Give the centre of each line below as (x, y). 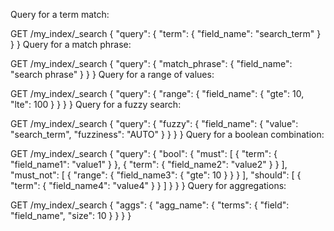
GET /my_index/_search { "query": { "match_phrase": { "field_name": (151, 63)
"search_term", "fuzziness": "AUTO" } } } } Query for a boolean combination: (167, 134)
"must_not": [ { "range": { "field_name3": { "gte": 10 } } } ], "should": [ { (156, 175)
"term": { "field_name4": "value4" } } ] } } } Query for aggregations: (148, 185)
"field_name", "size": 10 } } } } (71, 215)
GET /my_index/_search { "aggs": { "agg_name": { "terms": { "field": (150, 205)
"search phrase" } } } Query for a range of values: (112, 74)
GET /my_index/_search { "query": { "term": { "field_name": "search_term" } (166, 33)
